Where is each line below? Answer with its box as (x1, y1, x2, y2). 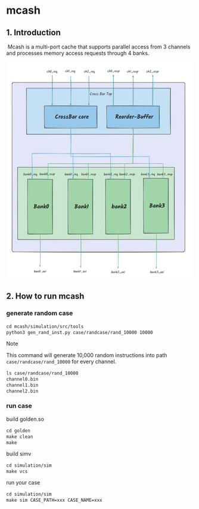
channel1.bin (6, 382, 39, 388)
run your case (6, 479, 41, 486)
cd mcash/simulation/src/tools (6, 323, 84, 329)
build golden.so (6, 415, 45, 422)
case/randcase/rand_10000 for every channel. (6, 358, 117, 365)
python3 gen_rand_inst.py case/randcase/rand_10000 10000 (6, 329, 153, 335)
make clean (6, 434, 33, 440)
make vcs (6, 468, 28, 474)
